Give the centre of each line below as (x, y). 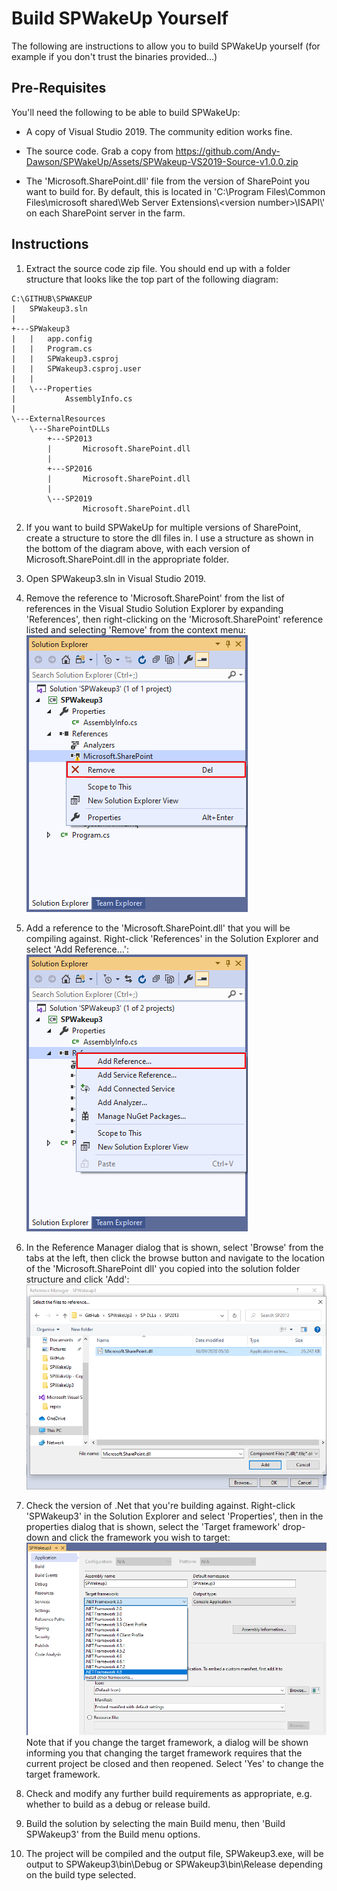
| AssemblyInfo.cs (72, 398)
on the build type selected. (81, 1874)
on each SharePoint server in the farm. (105, 213)
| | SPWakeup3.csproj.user (76, 368)
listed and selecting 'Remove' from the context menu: (135, 629)
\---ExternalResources (58, 418)
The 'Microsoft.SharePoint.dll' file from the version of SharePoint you (168, 181)
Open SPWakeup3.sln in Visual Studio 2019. (116, 578)
